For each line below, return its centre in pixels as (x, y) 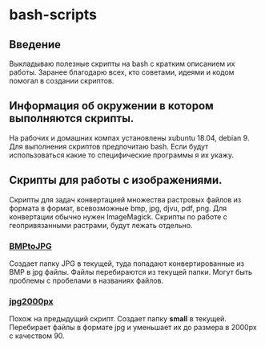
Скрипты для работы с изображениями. (116, 180)
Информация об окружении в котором (112, 106)
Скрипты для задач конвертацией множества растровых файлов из (125, 199)
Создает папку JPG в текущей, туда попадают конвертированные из (127, 263)
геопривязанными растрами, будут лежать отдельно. (101, 225)
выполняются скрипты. (72, 118)
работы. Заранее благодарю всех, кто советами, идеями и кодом (122, 72)
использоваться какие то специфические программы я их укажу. (122, 155)
